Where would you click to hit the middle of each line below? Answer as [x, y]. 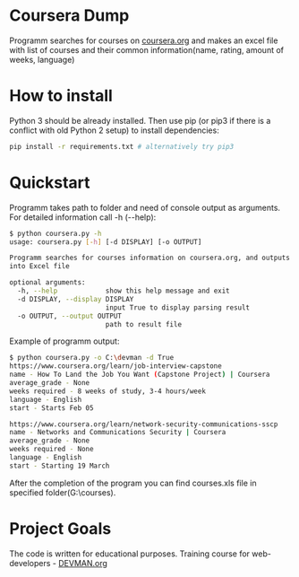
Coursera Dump [69, 16]
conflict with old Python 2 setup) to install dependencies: [114, 130]
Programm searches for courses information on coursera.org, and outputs [150, 258]
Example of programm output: [64, 341]
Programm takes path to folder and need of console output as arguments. [145, 207]
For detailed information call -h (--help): [83, 217]
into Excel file [39, 267]
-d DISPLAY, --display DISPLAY [76, 299]
